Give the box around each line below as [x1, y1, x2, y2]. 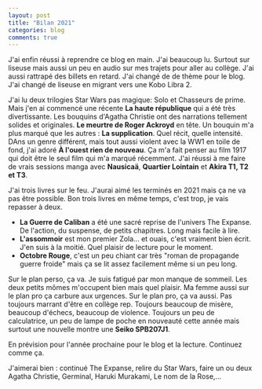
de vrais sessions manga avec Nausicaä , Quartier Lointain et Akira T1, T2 [8, 162, 249, 171]
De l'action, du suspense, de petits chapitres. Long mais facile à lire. [19, 226, 241, 236]
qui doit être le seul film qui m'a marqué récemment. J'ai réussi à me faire [8, 154, 246, 163]
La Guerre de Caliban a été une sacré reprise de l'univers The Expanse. [19, 218, 252, 227]
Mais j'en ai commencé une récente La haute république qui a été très [8, 104, 236, 113]
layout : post [8, 11, 51, 20]
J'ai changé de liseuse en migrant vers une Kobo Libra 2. [8, 80, 192, 90]
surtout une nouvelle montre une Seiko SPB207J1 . [8, 325, 170, 334]
